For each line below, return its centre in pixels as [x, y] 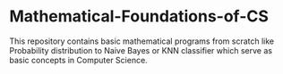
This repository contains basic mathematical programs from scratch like [142, 41]
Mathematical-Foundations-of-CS [139, 16]
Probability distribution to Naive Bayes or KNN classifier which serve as [141, 50]
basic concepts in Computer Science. [78, 60]
